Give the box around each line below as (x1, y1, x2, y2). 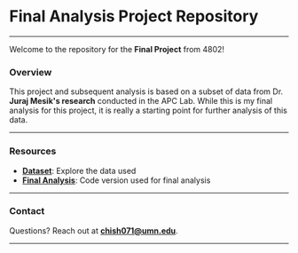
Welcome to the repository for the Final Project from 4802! (9, 43, 224, 54)
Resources (9, 145, 57, 157)
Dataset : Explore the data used (21, 165, 137, 176)
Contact (9, 205, 45, 217)
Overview (9, 66, 52, 78)
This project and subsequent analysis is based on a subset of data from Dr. (9, 86, 284, 97)
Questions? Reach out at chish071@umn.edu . (9, 225, 179, 236)
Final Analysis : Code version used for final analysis (21, 175, 211, 186)
